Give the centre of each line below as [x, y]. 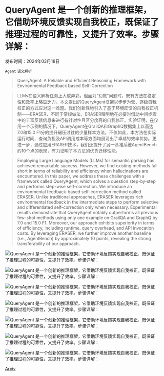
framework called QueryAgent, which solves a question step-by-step [86, 181]
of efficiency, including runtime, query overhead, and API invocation [85, 228]
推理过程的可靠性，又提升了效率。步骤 [82, 34]
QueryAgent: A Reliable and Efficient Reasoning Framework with [82, 80]
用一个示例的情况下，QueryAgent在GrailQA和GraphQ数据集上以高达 [85, 126]
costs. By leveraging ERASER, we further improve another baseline [84, 233]
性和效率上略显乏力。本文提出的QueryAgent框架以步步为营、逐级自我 [87, 102]
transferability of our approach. [48, 243]
